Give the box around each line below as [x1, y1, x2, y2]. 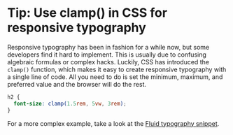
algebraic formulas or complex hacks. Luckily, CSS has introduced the [7, 57, 210, 66]
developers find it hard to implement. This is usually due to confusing [7, 50, 206, 59]
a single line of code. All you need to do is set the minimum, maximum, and [7, 72, 223, 81]
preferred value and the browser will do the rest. [7, 80, 147, 88]
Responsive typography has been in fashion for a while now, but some [7, 43, 210, 51]
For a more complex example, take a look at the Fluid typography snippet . [7, 119, 220, 127]
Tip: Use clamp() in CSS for [7, 5, 168, 21]
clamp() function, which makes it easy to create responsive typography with [7, 65, 227, 73]
